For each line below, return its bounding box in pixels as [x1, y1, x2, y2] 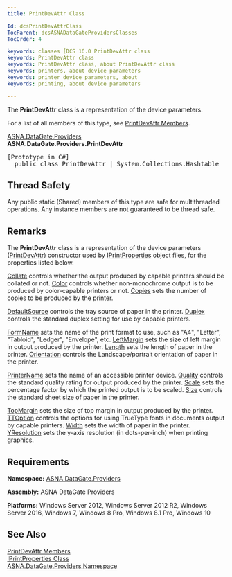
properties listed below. [7, 258, 74, 267]
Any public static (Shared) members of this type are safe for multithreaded [7, 198, 220, 206]
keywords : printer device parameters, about [7, 73, 138, 80]
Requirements [7, 456, 69, 468]
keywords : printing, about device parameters [7, 80, 141, 87]
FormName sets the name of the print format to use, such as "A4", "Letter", [7, 328, 221, 337]
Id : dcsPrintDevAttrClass [7, 22, 82, 30]
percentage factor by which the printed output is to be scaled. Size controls [7, 386, 223, 394]
